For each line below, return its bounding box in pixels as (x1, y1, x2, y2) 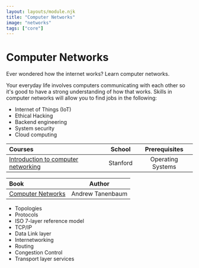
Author (89, 180, 110, 188)
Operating (150, 155, 179, 164)
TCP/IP (14, 224, 33, 231)
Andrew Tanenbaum (71, 190, 128, 198)
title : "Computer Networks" (6, 14, 76, 20)
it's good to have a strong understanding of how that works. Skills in (6, 88, 172, 95)
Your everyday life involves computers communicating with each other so (6, 82, 185, 89)
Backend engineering (14, 119, 67, 126)
